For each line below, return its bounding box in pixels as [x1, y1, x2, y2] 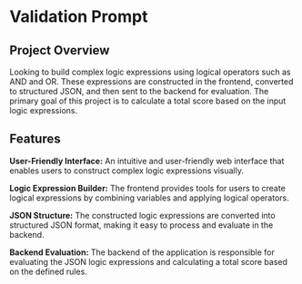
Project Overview [9, 43, 110, 58]
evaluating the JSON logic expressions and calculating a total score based [9, 256, 288, 267]
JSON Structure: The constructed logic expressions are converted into [9, 210, 276, 220]
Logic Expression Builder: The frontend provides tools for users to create [9, 182, 287, 193]
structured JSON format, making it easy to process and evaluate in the [9, 220, 274, 230]
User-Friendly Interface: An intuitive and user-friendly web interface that [9, 155, 285, 166]
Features [9, 132, 61, 147]
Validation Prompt [9, 6, 148, 27]
